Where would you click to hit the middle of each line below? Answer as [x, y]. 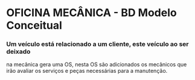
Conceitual [34, 25]
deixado [18, 52]
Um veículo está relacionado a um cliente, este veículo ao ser [97, 44]
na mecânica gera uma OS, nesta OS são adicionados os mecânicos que [97, 64]
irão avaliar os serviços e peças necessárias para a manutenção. [87, 71]
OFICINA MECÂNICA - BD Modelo [91, 13]
